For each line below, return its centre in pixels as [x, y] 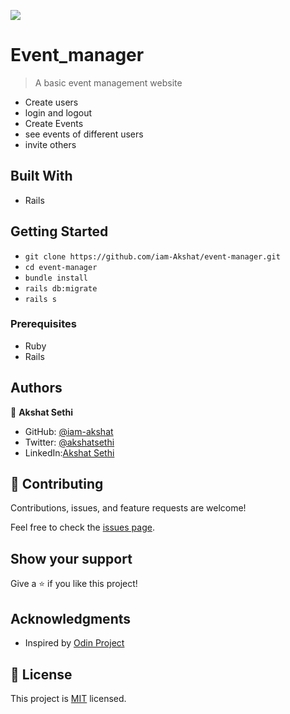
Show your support [71, 558]
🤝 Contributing [57, 484]
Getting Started [59, 231]
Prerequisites [43, 324]
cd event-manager [61, 267]
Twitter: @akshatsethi [69, 442]
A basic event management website [108, 82]
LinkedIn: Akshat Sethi [69, 452]
